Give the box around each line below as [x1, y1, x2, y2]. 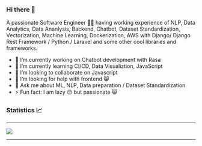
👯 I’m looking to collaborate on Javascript [14, 69, 118, 76]
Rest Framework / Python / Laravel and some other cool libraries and [6, 38, 176, 46]
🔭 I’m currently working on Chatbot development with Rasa [14, 56, 161, 64]
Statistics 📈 [6, 106, 43, 115]
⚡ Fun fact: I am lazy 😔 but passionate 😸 [14, 88, 118, 96]
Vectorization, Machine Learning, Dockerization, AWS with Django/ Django [6, 32, 191, 39]
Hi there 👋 [6, 5, 36, 14]
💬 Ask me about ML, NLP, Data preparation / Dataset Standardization [14, 82, 186, 89]
